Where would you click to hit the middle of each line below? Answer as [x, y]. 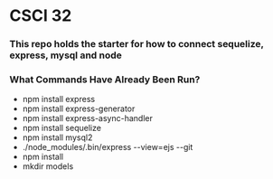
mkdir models [48, 166]
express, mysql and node [66, 55]
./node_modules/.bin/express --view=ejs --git [108, 147]
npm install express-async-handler [88, 118]
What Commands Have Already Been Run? [105, 80]
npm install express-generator [79, 108]
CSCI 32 [41, 16]
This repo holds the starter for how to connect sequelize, [136, 44]
